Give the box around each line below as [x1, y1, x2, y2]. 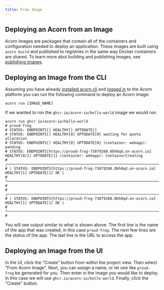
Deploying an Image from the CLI [5, 73, 107, 81]
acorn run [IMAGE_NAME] [5, 101, 54, 106]
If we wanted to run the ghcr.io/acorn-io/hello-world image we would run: [5, 110, 157, 116]
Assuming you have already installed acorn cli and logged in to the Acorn [5, 86, 152, 92]
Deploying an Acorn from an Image [5, 25, 113, 34]
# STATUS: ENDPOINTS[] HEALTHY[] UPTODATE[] [5, 128, 97, 133]
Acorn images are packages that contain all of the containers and [5, 38, 137, 44]
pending [5, 145, 21, 150]
